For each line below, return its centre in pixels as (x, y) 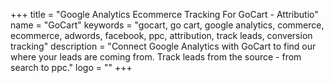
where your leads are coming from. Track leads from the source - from (156, 57)
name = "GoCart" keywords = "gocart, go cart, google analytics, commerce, (167, 25)
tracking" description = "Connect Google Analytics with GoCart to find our (163, 46)
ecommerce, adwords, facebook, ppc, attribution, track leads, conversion (161, 35)
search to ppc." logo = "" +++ (71, 67)
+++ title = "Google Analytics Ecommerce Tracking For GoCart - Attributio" (164, 14)
